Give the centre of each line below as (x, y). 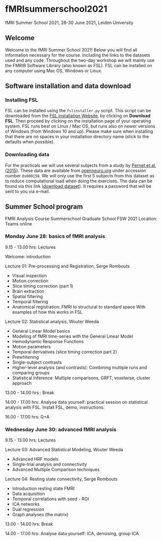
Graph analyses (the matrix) (40, 515)
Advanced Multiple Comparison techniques (56, 469)
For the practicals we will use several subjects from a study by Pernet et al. (81, 165)
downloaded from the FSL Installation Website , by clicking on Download (78, 116)
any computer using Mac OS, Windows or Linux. (54, 71)
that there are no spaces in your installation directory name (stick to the (77, 137)
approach (22, 383)
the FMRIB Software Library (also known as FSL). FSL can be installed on (79, 65)
